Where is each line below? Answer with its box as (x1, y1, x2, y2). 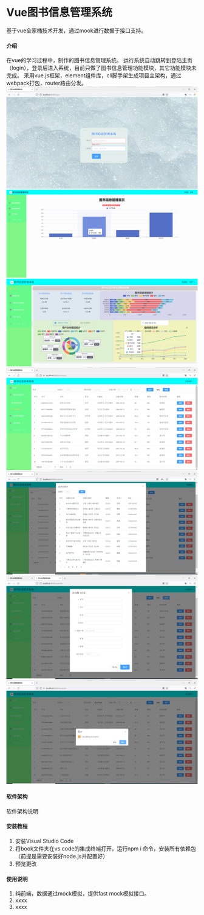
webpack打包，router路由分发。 (6, 80, 87, 87)
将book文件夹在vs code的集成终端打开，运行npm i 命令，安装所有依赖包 (15, 844, 196, 852)
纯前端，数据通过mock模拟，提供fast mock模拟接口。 (15, 890, 150, 897)
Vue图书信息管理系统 (6, 5, 113, 19)
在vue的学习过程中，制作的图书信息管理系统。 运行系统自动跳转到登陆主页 (6, 57, 193, 64)
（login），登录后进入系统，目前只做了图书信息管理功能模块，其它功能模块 (6, 65, 192, 72)
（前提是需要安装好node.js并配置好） (15, 852, 109, 860)
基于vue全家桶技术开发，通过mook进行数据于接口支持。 (6, 27, 147, 34)
